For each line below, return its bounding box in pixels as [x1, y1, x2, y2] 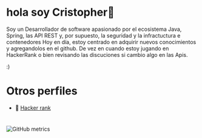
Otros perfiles [6, 84, 78, 98]
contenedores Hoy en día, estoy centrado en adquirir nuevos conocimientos [6, 38, 197, 45]
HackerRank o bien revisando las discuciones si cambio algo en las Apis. [6, 51, 188, 58]
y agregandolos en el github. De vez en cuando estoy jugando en [6, 45, 169, 52]
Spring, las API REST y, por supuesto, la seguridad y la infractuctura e [6, 31, 181, 39]
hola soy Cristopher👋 [6, 5, 115, 19]
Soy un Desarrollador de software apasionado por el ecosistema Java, [6, 25, 182, 33]
